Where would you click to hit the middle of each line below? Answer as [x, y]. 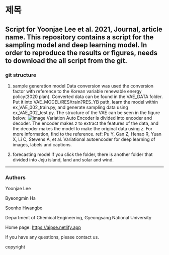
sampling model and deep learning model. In [76, 45]
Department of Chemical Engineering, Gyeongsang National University [78, 218]
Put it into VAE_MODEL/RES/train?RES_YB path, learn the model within [85, 102]
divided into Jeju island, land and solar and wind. [63, 159]
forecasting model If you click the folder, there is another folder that [82, 154]
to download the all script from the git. [66, 61]
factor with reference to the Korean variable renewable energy [77, 91]
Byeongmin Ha [21, 198]
